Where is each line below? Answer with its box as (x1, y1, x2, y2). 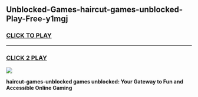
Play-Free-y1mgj (6, 14, 68, 24)
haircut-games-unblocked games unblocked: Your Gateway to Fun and (6, 78, 184, 85)
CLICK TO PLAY (6, 32, 52, 40)
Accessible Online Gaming (6, 84, 72, 91)
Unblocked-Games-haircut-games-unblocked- (6, 5, 183, 15)
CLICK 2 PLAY (6, 53, 47, 62)
